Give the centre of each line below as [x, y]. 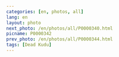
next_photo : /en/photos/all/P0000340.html [59, 28]
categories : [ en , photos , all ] [45, 12]
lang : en [17, 17]
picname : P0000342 [29, 34]
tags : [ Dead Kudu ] [29, 45]
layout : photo [24, 23]
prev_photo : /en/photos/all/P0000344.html [59, 39]
